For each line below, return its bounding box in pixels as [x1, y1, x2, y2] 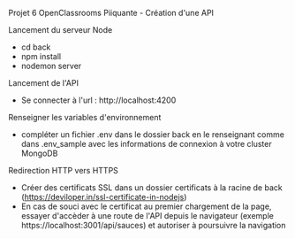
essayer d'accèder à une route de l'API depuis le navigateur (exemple [20, 211, 275, 220]
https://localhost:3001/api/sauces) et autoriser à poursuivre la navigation [20, 220, 286, 230]
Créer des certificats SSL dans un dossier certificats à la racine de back [20, 182, 284, 193]
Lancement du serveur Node [8, 25, 113, 35]
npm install [20, 51, 62, 61]
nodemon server [20, 61, 82, 71]
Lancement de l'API [8, 78, 79, 88]
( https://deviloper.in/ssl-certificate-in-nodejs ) [20, 192, 187, 202]
